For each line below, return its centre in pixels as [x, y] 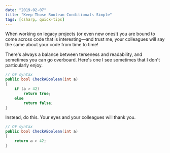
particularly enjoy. [24, 65]
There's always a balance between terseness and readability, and [74, 54]
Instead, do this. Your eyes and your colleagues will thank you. [71, 117]
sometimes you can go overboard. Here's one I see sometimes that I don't [83, 60]
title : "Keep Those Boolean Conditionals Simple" [59, 15]
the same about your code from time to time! [52, 45]
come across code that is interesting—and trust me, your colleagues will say [85, 39]
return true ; [37, 94]
